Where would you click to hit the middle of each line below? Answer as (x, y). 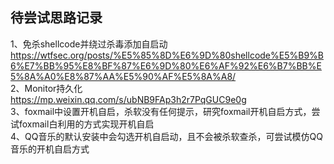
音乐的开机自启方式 (50, 149)
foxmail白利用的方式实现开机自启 (86, 124)
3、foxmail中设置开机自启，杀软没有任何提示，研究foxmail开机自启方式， (161, 111)
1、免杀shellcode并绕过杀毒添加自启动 (89, 44)
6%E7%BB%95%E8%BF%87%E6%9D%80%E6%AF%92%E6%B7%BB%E (166, 65)
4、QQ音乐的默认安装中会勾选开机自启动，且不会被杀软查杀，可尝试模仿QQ (166, 136)
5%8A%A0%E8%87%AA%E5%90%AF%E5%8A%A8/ (123, 76)
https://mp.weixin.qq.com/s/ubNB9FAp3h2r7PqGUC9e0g (128, 99)
